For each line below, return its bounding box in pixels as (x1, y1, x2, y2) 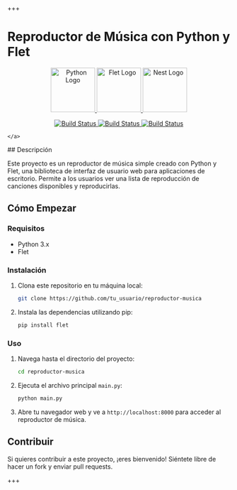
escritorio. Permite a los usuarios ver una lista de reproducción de (7, 174, 200, 183)
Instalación (7, 265, 47, 275)
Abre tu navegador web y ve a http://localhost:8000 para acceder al (17, 408, 221, 416)
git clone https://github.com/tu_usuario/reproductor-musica (17, 295, 202, 302)
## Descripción (7, 145, 52, 153)
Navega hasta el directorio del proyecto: (17, 354, 135, 363)
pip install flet (17, 321, 69, 329)
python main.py (17, 395, 63, 402)
